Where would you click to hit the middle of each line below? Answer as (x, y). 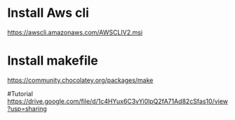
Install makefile (53, 61)
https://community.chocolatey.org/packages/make (80, 80)
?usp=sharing (27, 108)
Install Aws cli (48, 13)
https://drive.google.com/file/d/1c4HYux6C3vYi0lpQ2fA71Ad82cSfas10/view (118, 101)
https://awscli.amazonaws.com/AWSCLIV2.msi (75, 32)
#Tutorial (20, 93)
